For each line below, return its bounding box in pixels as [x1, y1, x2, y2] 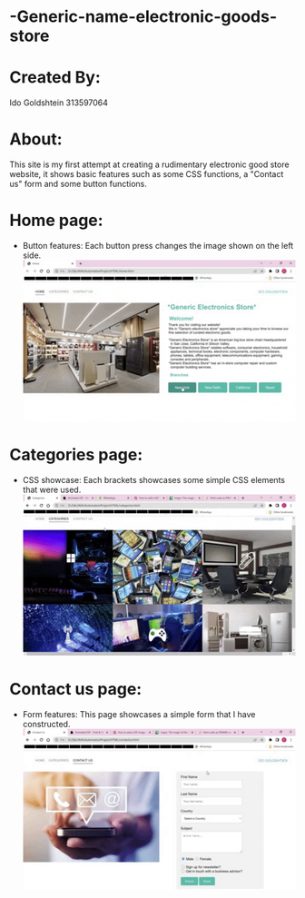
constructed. [22, 718, 71, 729]
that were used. [22, 484, 82, 495]
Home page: [9, 211, 103, 231]
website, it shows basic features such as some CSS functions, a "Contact [9, 169, 284, 180]
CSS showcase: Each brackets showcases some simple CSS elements [22, 474, 286, 485]
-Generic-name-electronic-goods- [9, 6, 278, 27]
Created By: [9, 67, 102, 88]
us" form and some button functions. [9, 179, 148, 190]
